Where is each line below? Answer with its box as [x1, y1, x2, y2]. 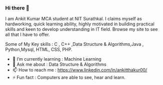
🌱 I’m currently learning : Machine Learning [12, 56, 101, 62]
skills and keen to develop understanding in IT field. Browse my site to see [5, 26, 158, 32]
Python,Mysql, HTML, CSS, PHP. [5, 47, 72, 53]
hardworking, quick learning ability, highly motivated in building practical [5, 21, 155, 27]
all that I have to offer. [5, 32, 50, 38]
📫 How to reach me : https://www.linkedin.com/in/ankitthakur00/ [12, 67, 147, 73]
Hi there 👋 [5, 4, 30, 11]
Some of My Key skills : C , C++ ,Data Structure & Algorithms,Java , [5, 41, 144, 47]
